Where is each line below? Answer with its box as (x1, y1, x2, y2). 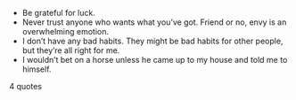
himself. (21, 64, 52, 74)
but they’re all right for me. (21, 45, 120, 56)
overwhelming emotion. (21, 27, 110, 36)
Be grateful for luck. (21, 8, 95, 18)
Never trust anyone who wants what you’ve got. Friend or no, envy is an (21, 17, 287, 27)
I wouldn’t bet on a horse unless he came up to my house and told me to (21, 55, 288, 65)
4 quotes (9, 81, 43, 91)
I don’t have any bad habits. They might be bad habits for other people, (21, 35, 284, 46)
